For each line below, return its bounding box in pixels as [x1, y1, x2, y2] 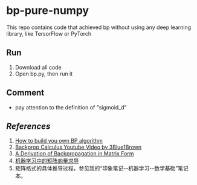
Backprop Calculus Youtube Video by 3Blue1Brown [15, 143, 142, 151]
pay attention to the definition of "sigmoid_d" [15, 103, 127, 111]
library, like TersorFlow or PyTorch [6, 30, 92, 37]
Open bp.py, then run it [15, 70, 73, 77]
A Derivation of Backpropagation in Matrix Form [15, 150, 134, 157]
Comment [6, 88, 45, 98]
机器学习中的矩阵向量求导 [15, 157, 79, 164]
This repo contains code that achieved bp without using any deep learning [6, 24, 192, 31]
